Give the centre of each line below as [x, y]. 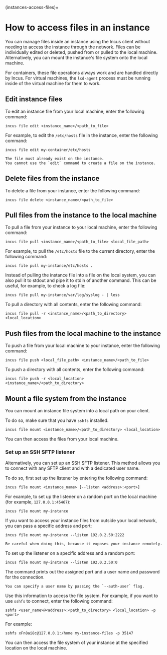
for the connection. [25, 577]
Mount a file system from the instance [66, 398]
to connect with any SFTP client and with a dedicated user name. [72, 468]
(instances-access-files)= [32, 7]
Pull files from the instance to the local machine [81, 215]
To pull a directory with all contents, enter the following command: [73, 305]
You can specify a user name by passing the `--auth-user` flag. [75, 587]
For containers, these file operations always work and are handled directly [82, 72]
